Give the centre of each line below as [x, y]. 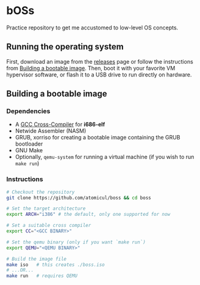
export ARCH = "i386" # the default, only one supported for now [88, 215]
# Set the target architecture [46, 209]
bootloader [29, 144]
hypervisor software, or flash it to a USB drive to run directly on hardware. [99, 75]
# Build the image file [37, 259]
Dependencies [28, 111]
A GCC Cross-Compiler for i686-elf [60, 124]
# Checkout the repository [41, 192]
